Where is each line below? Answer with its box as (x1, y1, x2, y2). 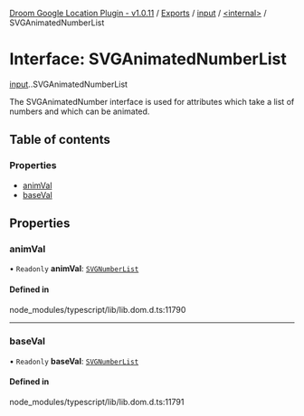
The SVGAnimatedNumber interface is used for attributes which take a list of (9, 96, 295, 107)
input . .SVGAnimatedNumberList (9, 79, 128, 90)
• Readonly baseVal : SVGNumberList (9, 355, 139, 366)
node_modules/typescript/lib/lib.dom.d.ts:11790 (9, 304, 186, 315)
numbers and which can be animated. (9, 106, 150, 117)
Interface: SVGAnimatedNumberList (9, 49, 288, 70)
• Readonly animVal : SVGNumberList (9, 263, 139, 274)
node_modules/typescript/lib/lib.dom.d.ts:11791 (9, 397, 185, 408)
